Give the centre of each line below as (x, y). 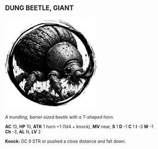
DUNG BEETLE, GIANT (40, 8)
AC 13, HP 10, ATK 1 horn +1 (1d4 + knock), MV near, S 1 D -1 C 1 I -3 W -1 (79, 126)
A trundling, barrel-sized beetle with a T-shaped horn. (59, 117)
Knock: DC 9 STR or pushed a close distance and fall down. (66, 141)
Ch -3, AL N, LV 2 (23, 131)
